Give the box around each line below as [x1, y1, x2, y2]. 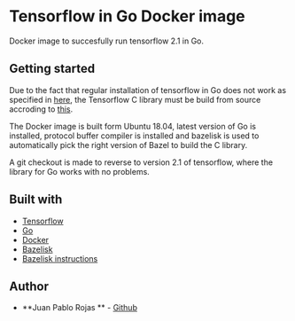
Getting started [9, 61, 96, 76]
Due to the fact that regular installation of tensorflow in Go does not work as [9, 84, 286, 95]
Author [9, 278, 49, 294]
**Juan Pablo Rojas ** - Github [21, 302, 137, 313]
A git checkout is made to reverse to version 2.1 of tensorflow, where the [9, 157, 273, 168]
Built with [9, 192, 63, 207]
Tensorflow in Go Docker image [9, 6, 245, 27]
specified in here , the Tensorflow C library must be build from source [9, 94, 261, 105]
